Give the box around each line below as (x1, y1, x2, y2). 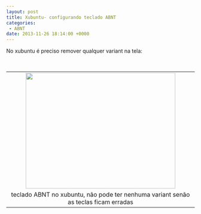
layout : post (6, 8, 39, 15)
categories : (6, 20, 36, 26)
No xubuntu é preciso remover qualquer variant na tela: (6, 47, 142, 54)
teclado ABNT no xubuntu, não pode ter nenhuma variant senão (11, 191, 190, 199)
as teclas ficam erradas (68, 198, 133, 206)
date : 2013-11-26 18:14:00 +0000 (6, 31, 90, 37)
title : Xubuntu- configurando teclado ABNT (6, 14, 117, 20)
